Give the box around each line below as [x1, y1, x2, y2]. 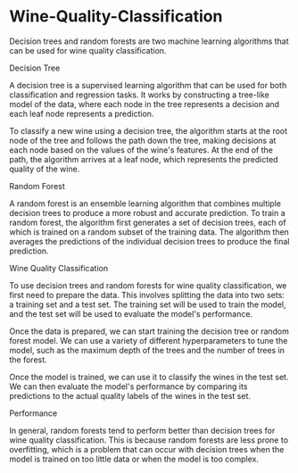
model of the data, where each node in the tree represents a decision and [9, 98, 279, 109]
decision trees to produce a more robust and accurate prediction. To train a [9, 207, 286, 218]
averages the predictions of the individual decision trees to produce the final [9, 236, 290, 246]
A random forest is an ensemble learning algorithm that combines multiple [9, 198, 281, 209]
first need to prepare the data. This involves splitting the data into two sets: [9, 289, 286, 300]
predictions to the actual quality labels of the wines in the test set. [9, 390, 252, 401]
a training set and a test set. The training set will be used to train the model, [9, 299, 286, 310]
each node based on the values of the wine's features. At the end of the [9, 145, 274, 155]
